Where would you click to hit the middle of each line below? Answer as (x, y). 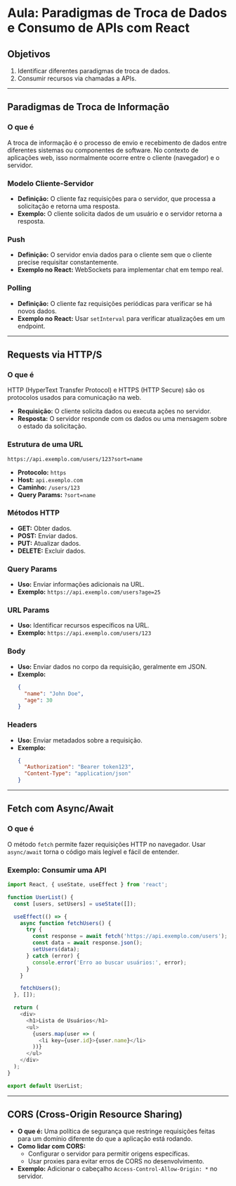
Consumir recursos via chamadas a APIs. (77, 78)
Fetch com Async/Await (61, 809)
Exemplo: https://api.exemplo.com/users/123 (84, 633)
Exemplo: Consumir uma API (57, 870)
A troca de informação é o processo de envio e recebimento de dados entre (117, 142)
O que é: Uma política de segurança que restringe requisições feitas (116, 1131)
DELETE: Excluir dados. (52, 551)
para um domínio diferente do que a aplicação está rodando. (105, 1139)
